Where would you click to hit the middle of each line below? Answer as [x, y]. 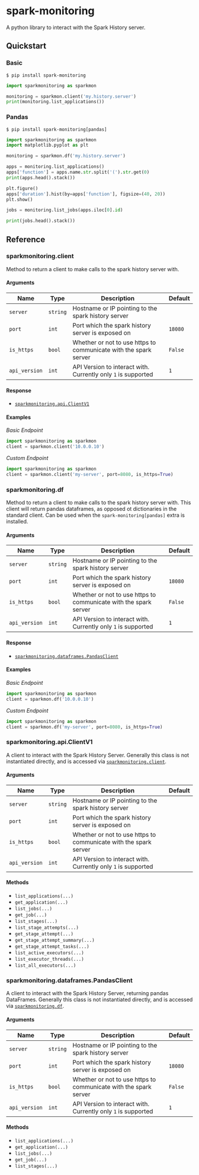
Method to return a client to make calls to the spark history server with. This [99, 503]
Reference [26, 239]
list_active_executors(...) [49, 953]
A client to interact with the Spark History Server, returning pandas [87, 993]
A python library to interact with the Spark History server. [76, 27]
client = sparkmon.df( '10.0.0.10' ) [50, 699]
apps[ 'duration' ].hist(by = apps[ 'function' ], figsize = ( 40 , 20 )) [86, 194]
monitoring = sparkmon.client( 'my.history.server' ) [71, 96]
